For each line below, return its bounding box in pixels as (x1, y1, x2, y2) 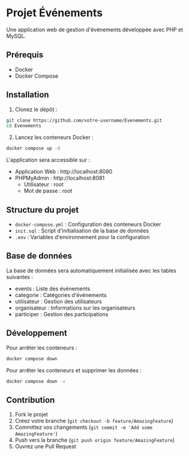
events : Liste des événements (14, 285, 91, 292)
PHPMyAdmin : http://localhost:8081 (14, 175, 105, 182)
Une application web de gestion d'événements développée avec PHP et (6, 26, 184, 33)
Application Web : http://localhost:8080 (14, 168, 113, 175)
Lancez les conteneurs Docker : (14, 134, 94, 141)
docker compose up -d (6, 145, 61, 152)
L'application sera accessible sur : (6, 157, 90, 164)
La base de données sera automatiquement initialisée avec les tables (6, 267, 177, 274)
